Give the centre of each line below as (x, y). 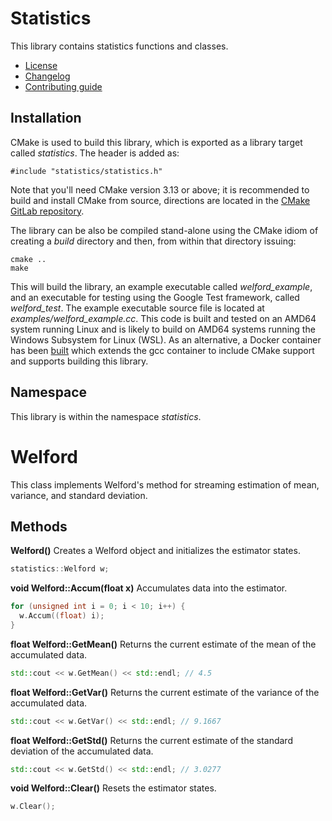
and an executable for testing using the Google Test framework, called (155, 297)
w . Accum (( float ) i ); (62, 616)
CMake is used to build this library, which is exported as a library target (156, 142)
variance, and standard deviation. (79, 495)
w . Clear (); (33, 807)
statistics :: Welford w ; (60, 569)
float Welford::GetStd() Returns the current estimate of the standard (151, 740)
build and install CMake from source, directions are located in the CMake (160, 200)
